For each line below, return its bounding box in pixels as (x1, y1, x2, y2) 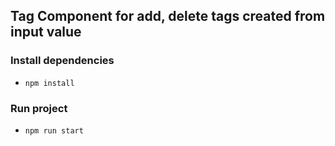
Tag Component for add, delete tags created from (10, 8, 326, 25)
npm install (24, 78, 75, 88)
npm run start (24, 125, 84, 136)
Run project (10, 101, 68, 115)
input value (10, 24, 82, 41)
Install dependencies (10, 54, 115, 68)
